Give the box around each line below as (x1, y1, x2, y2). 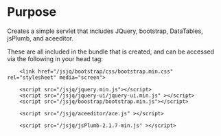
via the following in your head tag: (7, 54, 103, 63)
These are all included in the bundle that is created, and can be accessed (7, 47, 215, 56)
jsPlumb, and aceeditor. (7, 34, 74, 42)
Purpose (7, 4, 57, 20)
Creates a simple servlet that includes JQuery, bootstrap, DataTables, (7, 27, 204, 35)
